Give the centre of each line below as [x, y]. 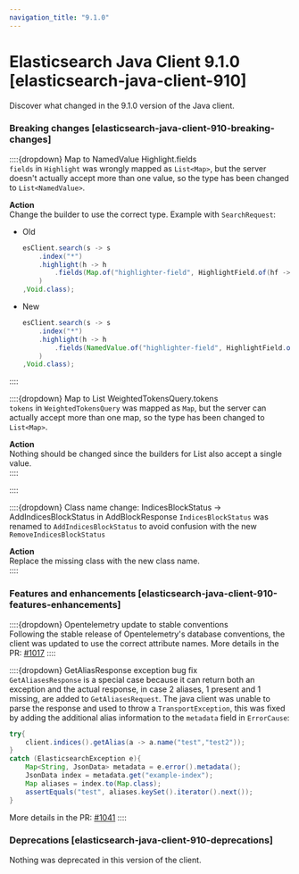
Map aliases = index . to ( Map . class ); [94, 783]
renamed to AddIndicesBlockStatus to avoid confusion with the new [133, 527]
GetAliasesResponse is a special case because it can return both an [132, 679]
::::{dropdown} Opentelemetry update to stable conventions [119, 624]
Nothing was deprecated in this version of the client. [106, 860]
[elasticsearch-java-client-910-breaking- [183, 129]
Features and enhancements [73, 594]
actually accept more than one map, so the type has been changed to [137, 418]
